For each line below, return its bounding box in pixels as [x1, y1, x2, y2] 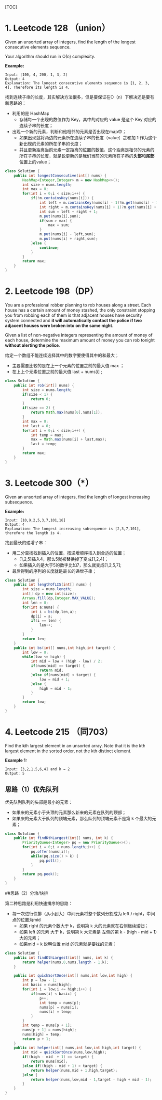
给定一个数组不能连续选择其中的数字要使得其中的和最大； [5, 353, 119, 358]
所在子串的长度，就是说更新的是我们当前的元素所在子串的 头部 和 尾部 [19, 153, 155, 159]
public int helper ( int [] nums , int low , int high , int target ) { [13, 1045, 141, 1051]
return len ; [22, 636, 47, 641]
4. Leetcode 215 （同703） [5, 727, 113, 737]
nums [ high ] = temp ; [22, 1032, 62, 1037]
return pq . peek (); [22, 872, 59, 877]
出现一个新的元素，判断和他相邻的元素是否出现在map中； [12, 129, 127, 134]
